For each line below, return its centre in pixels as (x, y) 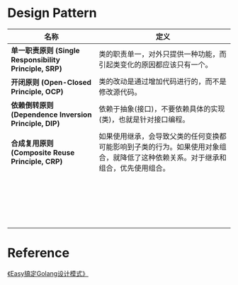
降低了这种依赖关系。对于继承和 (173, 157)
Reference (38, 253)
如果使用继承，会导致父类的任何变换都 (163, 136)
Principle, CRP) (37, 161)
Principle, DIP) (35, 123)
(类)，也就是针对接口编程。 (144, 120)
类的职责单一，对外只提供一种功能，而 (163, 54)
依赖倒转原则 (33, 105)
